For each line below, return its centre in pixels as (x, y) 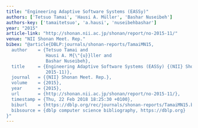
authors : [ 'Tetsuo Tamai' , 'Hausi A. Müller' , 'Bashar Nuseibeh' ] (89, 17)
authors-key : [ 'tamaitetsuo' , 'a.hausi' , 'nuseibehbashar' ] (82, 22)
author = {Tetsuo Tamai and (50, 50)
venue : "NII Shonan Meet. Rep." (46, 39)
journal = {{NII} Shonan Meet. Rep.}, (62, 77)
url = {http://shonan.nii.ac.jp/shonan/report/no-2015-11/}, (96, 94)
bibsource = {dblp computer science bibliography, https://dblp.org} (98, 110)
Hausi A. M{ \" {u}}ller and (79, 55)
